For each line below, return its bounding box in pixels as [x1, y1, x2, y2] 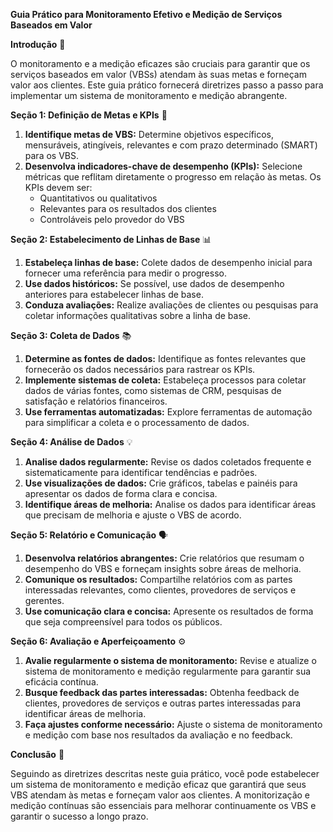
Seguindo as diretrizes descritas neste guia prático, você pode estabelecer [10, 768, 320, 779]
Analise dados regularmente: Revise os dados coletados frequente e [24, 456, 312, 468]
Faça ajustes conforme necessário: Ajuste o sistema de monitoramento [24, 719, 323, 730]
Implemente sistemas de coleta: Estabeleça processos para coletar [24, 374, 307, 386]
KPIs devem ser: [24, 182, 93, 193]
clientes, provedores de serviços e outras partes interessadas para [24, 697, 302, 709]
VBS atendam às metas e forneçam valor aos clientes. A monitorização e [10, 789, 311, 801]
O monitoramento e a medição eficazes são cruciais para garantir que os [10, 58, 311, 69]
